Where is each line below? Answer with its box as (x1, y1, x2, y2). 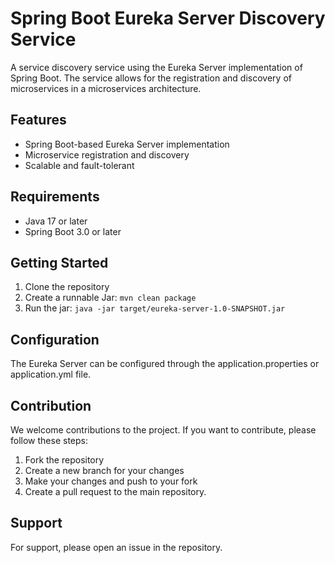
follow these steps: (10, 435, 88, 446)
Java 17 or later (24, 215, 88, 227)
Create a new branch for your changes (24, 465, 185, 476)
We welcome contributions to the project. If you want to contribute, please (10, 424, 317, 436)
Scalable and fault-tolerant (24, 159, 135, 171)
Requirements (10, 188, 100, 206)
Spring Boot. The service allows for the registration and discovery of (10, 72, 292, 84)
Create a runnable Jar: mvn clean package (24, 292, 197, 304)
